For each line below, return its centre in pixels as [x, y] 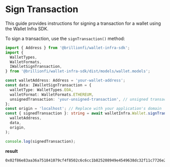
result [12, 151]
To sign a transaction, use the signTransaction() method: [65, 38]
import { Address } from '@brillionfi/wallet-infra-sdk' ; [68, 48]
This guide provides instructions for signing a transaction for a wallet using [83, 23]
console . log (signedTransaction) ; [40, 141]
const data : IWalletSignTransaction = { [49, 85]
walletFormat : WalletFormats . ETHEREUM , [52, 95]
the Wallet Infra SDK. [27, 28]
